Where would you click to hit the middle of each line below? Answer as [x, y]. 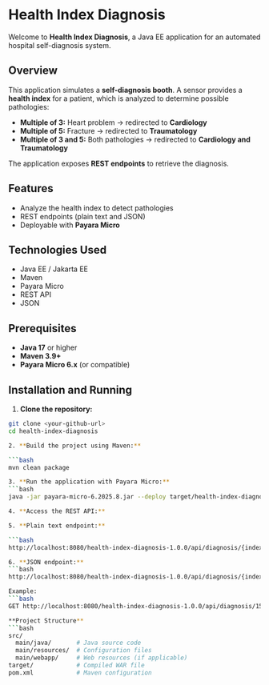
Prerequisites [42, 328]
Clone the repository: [56, 409]
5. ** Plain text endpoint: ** [57, 526]
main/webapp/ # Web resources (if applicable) [102, 658]
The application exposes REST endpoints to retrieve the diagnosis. [119, 163]
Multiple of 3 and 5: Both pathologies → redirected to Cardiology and [135, 139]
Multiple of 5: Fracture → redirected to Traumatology [108, 130]
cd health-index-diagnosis [53, 431]
